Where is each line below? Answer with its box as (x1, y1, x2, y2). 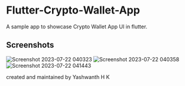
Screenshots (6, 40, 54, 50)
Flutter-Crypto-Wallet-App (6, 4, 140, 17)
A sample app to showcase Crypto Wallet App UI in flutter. (6, 23, 148, 30)
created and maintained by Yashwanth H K (6, 73, 110, 80)
